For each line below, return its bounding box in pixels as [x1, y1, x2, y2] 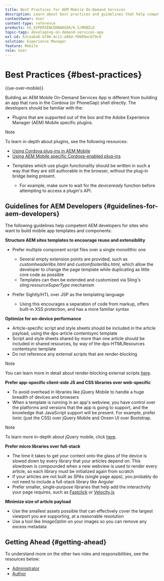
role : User [5, 48, 27, 53]
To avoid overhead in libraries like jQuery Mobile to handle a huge [12, 389, 144, 395]
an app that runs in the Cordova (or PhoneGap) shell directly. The [5, 100, 136, 106]
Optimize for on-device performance [5, 316, 82, 322]
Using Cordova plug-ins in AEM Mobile [12, 148, 90, 154]
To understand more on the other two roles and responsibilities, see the [5, 551, 149, 557]
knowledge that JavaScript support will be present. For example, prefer [12, 410, 156, 416]
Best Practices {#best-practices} [5, 69, 143, 80]
